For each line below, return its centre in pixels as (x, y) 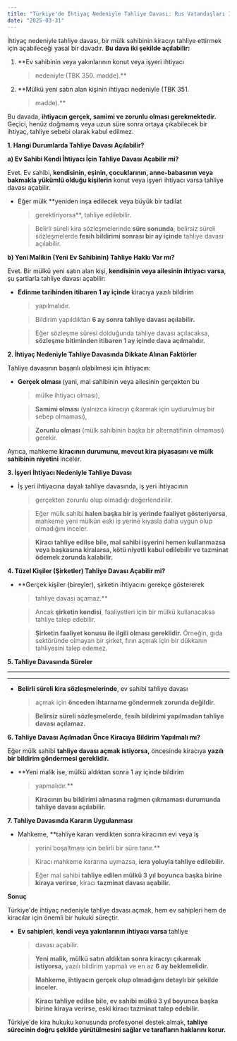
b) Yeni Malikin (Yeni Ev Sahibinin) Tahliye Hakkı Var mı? (91, 257)
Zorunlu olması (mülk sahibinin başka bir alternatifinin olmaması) (129, 430)
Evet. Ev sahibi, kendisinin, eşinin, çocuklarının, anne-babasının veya (110, 172)
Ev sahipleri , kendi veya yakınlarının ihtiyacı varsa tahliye (103, 931)
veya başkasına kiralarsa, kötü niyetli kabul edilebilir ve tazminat (132, 549)
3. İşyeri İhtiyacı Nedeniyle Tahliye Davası (69, 472)
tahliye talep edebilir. (65, 619)
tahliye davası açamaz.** (71, 598)
